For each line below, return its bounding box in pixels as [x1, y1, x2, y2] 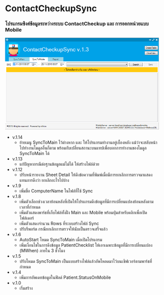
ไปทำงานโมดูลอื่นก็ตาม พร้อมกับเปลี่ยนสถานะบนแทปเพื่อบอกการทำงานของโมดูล [19, 145, 147, 151]
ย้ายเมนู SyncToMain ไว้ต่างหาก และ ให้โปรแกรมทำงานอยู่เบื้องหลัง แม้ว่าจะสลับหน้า [19, 139, 158, 145]
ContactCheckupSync [5, 3, 97, 14]
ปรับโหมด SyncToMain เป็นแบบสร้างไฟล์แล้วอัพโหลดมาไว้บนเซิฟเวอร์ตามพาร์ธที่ [19, 258, 152, 264]
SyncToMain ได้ [19, 151, 50, 157]
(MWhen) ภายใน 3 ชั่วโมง [19, 248, 65, 254]
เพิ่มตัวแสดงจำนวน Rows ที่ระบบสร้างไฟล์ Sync [19, 220, 99, 227]
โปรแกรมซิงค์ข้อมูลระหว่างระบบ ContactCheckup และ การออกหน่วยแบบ [5, 20, 149, 27]
